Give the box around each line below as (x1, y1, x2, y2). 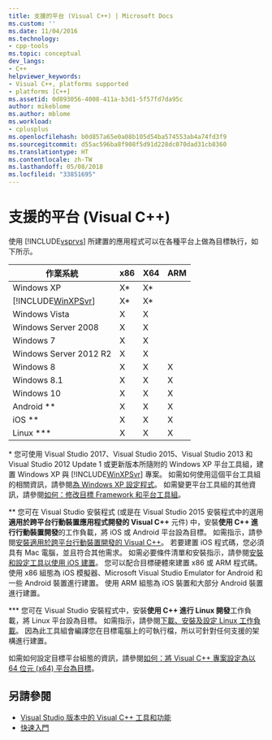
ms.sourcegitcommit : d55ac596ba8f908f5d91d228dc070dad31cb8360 (8, 140, 227, 149)
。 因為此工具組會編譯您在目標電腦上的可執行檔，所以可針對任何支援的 (15, 625, 253, 635)
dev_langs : (8, 58, 45, 66)
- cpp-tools (8, 42, 49, 50)
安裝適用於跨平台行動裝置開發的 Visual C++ (15, 537, 162, 547)
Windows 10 (12, 387, 61, 399)
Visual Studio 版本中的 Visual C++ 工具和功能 (19, 712, 172, 722)
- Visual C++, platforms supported (8, 80, 129, 88)
